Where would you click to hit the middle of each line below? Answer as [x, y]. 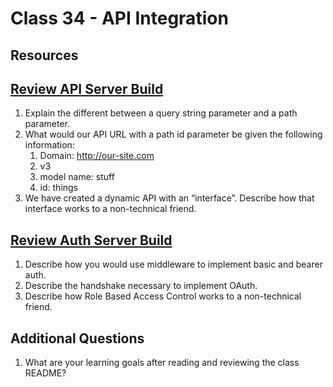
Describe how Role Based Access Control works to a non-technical [163, 296]
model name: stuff [77, 177]
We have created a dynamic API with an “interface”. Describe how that [169, 198]
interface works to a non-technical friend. [110, 209]
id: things [59, 188]
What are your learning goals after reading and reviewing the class [162, 363]
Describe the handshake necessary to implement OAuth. [141, 286]
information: [49, 145]
